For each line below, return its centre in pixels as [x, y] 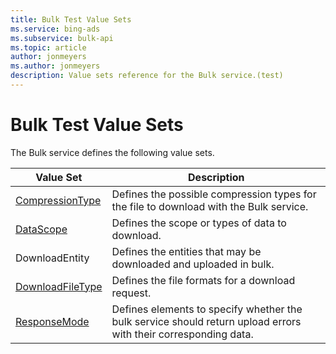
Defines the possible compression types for [214, 194]
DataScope [41, 229]
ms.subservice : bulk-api [62, 38]
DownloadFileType [59, 286]
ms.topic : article [48, 47]
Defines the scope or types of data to [199, 223]
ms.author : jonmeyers [55, 66]
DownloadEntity [52, 258]
